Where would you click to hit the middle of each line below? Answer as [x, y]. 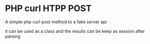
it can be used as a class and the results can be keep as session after [75, 31]
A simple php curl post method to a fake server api [56, 22]
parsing [13, 36]
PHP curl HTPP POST [48, 8]
